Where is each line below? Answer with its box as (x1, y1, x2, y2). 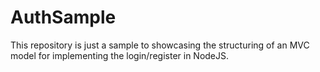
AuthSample (10, 6, 117, 29)
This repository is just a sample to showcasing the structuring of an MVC (10, 39, 310, 51)
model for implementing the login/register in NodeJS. (10, 49, 230, 61)
